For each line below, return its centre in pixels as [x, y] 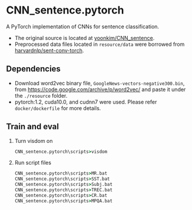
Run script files [33, 163]
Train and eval [32, 127]
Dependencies [33, 69]
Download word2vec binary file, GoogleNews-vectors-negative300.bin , [100, 83]
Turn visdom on [34, 141]
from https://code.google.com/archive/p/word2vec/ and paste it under [100, 89]
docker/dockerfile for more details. [58, 108]
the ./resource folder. [41, 95]
